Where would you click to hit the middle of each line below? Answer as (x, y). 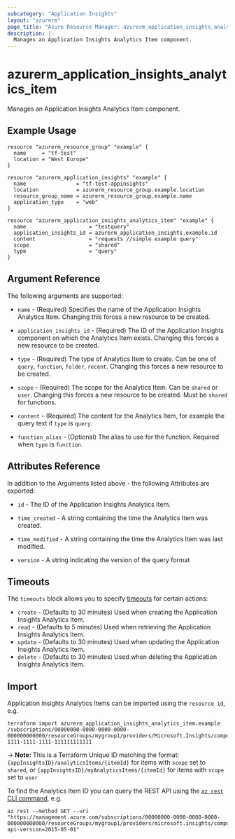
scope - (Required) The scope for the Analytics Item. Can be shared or (117, 387)
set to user (23, 777)
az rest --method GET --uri (48, 811)
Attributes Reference (54, 466)
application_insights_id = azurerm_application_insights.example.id (115, 233)
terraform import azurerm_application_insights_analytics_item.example (114, 724)
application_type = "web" (56, 202)
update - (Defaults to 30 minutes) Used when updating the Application (118, 642)
